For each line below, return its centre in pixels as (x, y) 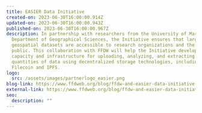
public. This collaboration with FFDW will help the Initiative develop (105, 51)
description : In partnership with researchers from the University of (96, 34)
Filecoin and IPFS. (36, 67)
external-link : (25, 90)
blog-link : (20, 84)
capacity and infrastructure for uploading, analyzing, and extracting (103, 56)
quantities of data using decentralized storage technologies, (92, 62)
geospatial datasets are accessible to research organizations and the (103, 45)
